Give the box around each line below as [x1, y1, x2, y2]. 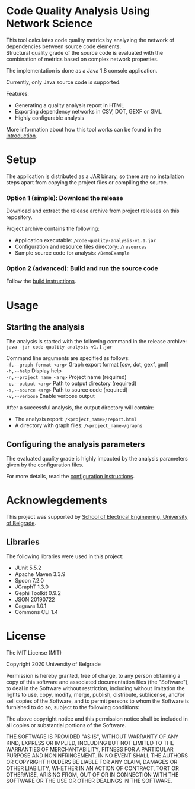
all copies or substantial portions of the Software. [6, 721, 126, 728]
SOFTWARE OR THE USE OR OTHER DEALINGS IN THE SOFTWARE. [6, 777, 172, 784]
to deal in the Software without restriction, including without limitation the [6, 684, 185, 691]
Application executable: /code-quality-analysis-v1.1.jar [14, 237, 156, 244]
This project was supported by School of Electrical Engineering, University [6, 514, 188, 521]
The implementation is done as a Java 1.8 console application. [6, 67, 158, 74]
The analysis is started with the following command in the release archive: [6, 338, 187, 345]
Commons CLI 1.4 [14, 609, 58, 616]
